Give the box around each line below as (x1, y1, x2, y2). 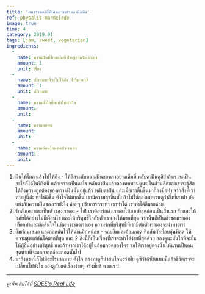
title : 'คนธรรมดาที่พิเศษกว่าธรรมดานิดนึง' (6, 9, 90, 15)
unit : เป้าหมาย (17, 88, 49, 95)
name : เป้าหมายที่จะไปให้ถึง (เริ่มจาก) (17, 77, 89, 83)
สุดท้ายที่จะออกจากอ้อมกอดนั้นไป (15, 248, 81, 256)
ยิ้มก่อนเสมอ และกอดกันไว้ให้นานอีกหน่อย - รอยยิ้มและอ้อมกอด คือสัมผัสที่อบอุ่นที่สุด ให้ (15, 228, 192, 235)
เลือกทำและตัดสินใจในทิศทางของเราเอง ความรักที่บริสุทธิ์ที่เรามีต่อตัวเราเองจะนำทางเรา (15, 221, 186, 229)
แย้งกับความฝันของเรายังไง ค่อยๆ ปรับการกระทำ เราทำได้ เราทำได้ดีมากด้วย (15, 201, 164, 208)
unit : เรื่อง (17, 65, 41, 72)
